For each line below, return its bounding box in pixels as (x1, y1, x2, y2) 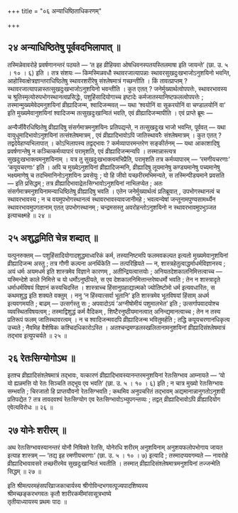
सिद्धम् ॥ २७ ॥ (7, 467, 41, 476)
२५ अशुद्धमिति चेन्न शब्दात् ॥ (7, 232, 99, 244)
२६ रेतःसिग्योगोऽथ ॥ (7, 353, 76, 365)
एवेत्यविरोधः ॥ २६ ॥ (7, 403, 53, 412)
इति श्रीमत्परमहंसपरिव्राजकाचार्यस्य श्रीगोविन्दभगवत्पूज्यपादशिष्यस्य (7, 482, 148, 490)
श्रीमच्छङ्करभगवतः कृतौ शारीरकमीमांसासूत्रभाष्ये (7, 489, 112, 498)
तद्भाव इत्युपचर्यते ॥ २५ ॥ (7, 331, 67, 340)
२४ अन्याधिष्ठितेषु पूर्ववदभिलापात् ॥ (7, 41, 121, 53)
